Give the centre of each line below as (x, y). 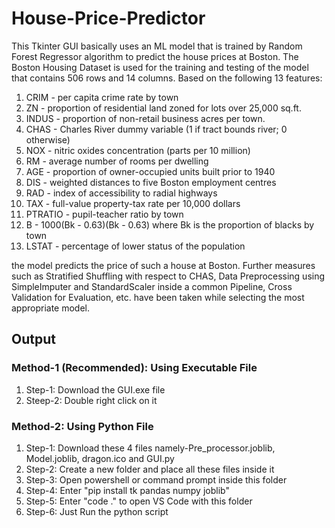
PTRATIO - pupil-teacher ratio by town (104, 214)
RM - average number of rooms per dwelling (117, 161)
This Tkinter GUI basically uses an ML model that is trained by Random (157, 46)
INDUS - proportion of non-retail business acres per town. (145, 118)
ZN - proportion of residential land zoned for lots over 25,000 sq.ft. (163, 108)
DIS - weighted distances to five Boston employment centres (151, 182)
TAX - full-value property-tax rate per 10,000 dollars (133, 203)
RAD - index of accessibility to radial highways (121, 193)
